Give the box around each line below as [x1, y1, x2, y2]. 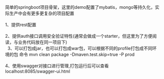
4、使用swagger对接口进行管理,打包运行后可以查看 [5, 63, 109, 69]
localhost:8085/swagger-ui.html [5, 68, 70, 74]
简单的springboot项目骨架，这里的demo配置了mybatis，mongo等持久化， [5, 4, 155, 10]
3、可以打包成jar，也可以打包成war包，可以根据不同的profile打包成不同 [7, 46, 153, 51]
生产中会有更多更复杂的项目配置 [9, 10, 74, 16]
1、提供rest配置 [5, 22, 36, 27]
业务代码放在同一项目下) [18, 39, 67, 45]
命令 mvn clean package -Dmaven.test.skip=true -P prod [19, 52, 135, 57]
